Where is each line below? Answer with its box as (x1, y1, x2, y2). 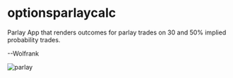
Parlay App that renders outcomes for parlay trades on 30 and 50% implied (7, 28, 227, 37)
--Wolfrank (7, 49, 40, 58)
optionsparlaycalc (7, 5, 116, 21)
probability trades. (7, 35, 61, 44)
